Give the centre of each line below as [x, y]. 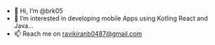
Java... [24, 26]
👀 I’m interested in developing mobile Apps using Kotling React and [111, 18]
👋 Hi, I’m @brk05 [38, 11]
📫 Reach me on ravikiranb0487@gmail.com [78, 34]
